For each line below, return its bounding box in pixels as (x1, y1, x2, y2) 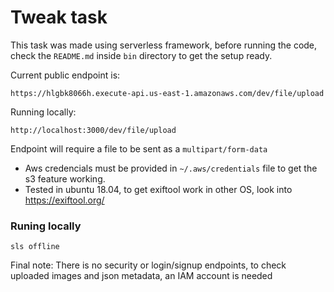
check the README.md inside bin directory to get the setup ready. (10, 49, 273, 61)
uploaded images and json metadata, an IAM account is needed (10, 270, 273, 282)
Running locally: (10, 106, 77, 118)
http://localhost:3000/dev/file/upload (10, 125, 177, 135)
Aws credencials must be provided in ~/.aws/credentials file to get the (24, 162, 318, 174)
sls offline (10, 242, 60, 252)
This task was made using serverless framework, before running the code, (10, 39, 318, 51)
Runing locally (10, 219, 82, 233)
